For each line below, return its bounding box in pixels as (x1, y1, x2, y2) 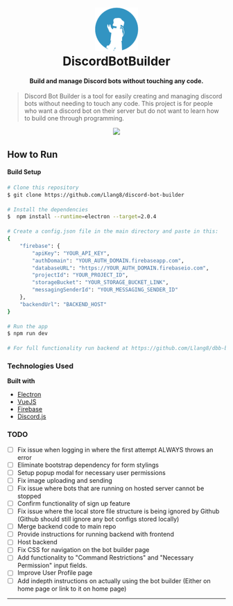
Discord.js (17, 412, 46, 421)
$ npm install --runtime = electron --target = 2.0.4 (7, 213, 157, 220)
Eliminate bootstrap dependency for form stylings (17, 461, 159, 469)
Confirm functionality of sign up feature (17, 499, 130, 508)
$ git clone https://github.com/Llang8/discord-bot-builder (7, 191, 185, 198)
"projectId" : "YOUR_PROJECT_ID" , (32, 271, 129, 279)
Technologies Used (7, 362, 74, 371)
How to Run (7, 148, 58, 160)
